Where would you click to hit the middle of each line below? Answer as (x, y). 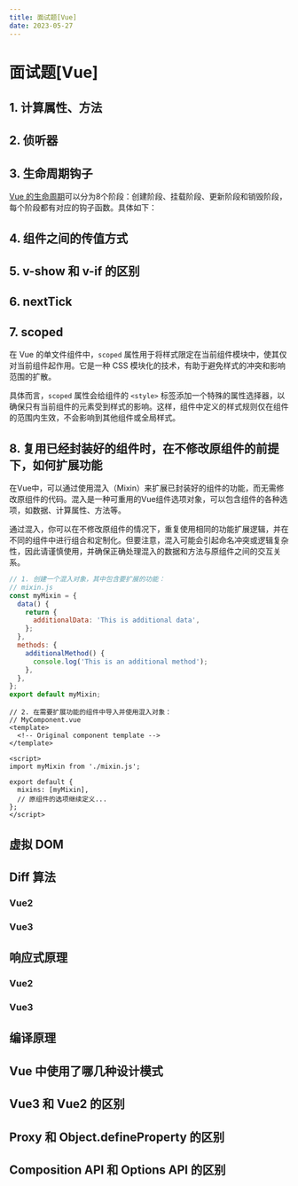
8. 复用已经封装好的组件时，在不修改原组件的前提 (144, 448)
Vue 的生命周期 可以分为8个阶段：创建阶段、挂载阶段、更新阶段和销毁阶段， (148, 197)
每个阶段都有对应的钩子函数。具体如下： (83, 208)
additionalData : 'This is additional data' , (116, 620)
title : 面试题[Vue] (43, 17)
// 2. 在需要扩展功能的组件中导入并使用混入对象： (90, 712)
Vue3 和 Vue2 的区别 (67, 1104)
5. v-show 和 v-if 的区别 (74, 271)
